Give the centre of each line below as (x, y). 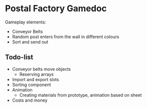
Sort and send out (30, 42)
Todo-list (19, 57)
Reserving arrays (37, 74)
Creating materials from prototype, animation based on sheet (81, 95)
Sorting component (31, 85)
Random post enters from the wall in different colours (65, 37)
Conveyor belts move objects (41, 69)
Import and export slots (36, 79)
